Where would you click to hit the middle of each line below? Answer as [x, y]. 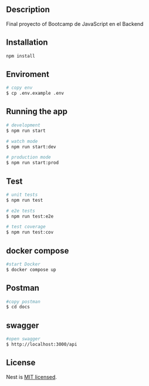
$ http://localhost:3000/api [42, 344]
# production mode [28, 157]
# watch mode [22, 141]
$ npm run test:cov [30, 232]
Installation [27, 43]
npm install [21, 56]
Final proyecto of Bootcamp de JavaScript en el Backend [75, 24]
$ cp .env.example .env [35, 94]
